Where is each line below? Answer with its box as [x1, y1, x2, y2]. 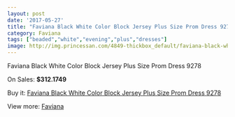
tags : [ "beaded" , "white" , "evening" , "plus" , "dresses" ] [7, 36, 168, 43]
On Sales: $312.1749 [7, 75, 67, 84]
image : [7, 42, 27, 49]
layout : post [7, 10, 45, 17]
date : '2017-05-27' [7, 17, 64, 24]
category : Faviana [7, 29, 61, 37]
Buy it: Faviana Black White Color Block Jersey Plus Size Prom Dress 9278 [7, 88, 222, 97]
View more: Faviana [7, 102, 64, 110]
